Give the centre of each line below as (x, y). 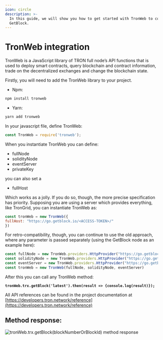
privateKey (23, 169)
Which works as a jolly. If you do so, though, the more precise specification (80, 197)
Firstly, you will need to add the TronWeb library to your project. (69, 80)
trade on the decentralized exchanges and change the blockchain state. (77, 71)
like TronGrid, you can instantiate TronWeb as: (51, 207)
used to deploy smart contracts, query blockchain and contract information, (81, 66)
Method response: (33, 320)
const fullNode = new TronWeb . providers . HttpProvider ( (62, 254)
